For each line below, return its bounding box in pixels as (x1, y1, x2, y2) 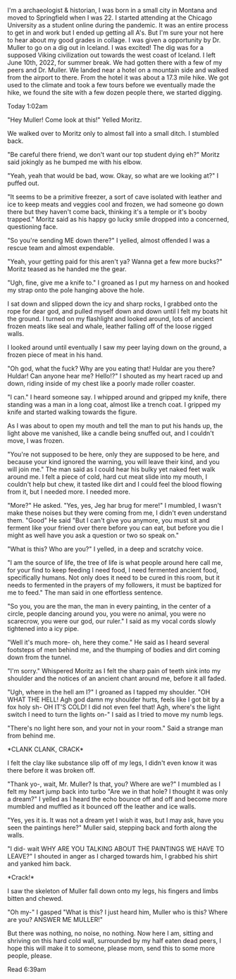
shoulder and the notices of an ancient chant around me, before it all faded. (7, 674, 227, 682)
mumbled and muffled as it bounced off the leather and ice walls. (7, 802, 197, 811)
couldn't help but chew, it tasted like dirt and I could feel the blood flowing (7, 480, 223, 488)
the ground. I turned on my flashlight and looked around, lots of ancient (7, 315, 214, 323)
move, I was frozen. (7, 437, 65, 444)
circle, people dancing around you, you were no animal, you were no (7, 609, 206, 618)
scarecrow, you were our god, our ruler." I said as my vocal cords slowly (7, 617, 216, 625)
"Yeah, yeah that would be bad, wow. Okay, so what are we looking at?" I (7, 172, 219, 180)
